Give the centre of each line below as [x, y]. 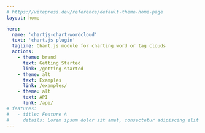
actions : [23, 52]
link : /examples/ [45, 86]
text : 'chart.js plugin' [44, 40]
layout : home [23, 18]
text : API [35, 97]
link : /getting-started [53, 69]
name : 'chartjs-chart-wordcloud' [55, 34]
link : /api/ [38, 103]
